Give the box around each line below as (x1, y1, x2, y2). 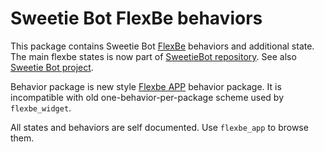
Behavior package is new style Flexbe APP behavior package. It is (10, 80, 282, 92)
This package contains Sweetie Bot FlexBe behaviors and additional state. (10, 40, 315, 52)
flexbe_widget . (10, 102, 72, 114)
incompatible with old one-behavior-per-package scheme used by (10, 91, 284, 103)
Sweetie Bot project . (10, 61, 94, 73)
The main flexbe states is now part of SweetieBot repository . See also (10, 50, 297, 62)
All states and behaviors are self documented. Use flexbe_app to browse (10, 121, 309, 133)
